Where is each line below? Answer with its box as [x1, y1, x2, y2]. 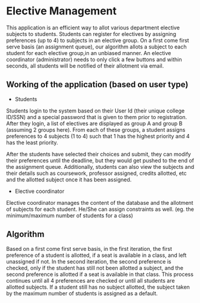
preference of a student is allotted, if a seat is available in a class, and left [6, 252, 187, 259]
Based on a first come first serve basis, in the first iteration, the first [6, 245, 173, 252]
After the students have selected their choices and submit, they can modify [6, 150, 191, 157]
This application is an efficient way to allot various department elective [6, 24, 180, 31]
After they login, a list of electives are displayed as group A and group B [6, 120, 183, 127]
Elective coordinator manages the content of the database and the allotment [6, 199, 193, 206]
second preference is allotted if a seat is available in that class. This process [6, 271, 194, 278]
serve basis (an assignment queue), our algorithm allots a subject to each [6, 43, 187, 50]
